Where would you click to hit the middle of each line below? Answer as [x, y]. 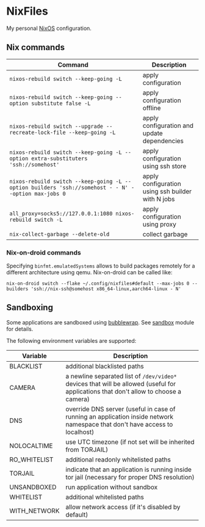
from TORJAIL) [87, 449]
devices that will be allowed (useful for [121, 384]
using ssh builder [167, 191]
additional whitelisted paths [105, 497]
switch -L [49, 219]
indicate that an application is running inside [129, 469]
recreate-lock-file [38, 132]
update [153, 133]
